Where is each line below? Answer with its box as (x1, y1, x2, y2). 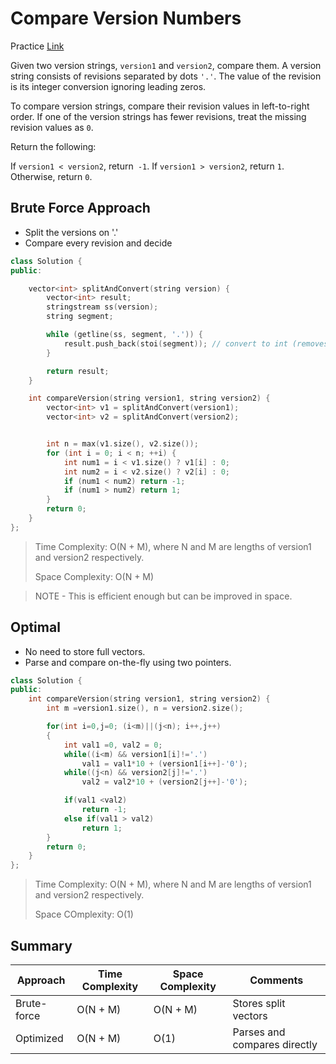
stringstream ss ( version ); (46, 302, 159, 312)
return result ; (46, 366, 110, 376)
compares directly (232, 1038, 318, 1051)
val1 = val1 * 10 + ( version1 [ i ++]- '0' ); (81, 758, 248, 769)
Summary (10, 937, 73, 954)
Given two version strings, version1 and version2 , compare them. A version (10, 59, 322, 71)
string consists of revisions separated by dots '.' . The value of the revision (10, 70, 322, 82)
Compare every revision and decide (24, 237, 173, 249)
